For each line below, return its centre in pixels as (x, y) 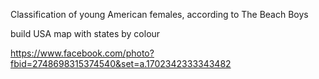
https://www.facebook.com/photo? (82, 53)
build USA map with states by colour (85, 33)
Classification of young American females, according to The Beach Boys (159, 14)
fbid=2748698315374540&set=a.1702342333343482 (121, 63)
